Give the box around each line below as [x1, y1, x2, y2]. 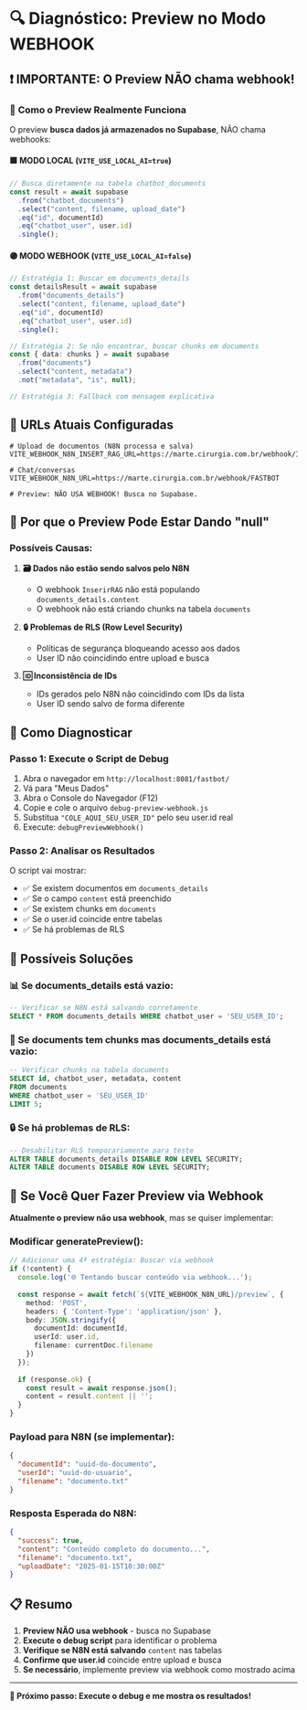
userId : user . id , [33, 1333, 101, 1342]
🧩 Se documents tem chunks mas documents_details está [9, 1033, 271, 1046]
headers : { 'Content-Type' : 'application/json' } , [26, 1307, 223, 1316]
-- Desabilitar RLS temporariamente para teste [9, 1145, 195, 1155]
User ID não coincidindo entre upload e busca [36, 653, 210, 664]
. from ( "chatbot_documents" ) [17, 196, 125, 205]
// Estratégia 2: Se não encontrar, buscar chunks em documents [9, 341, 259, 351]
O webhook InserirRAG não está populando [36, 584, 201, 595]
